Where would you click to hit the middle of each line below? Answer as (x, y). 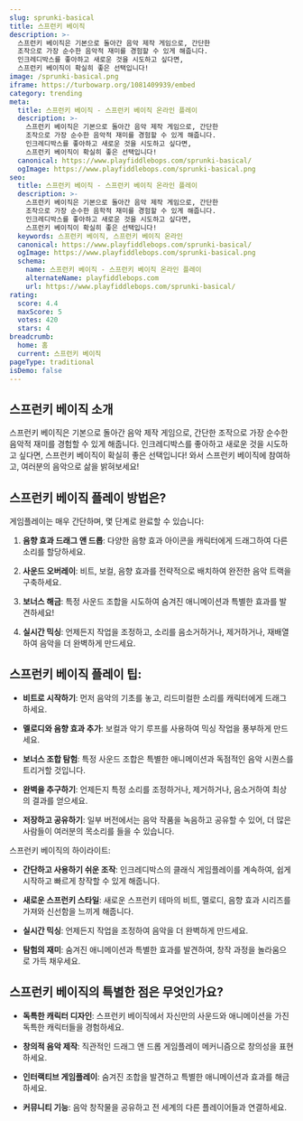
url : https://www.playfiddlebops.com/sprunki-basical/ (131, 286)
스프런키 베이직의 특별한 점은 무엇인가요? (116, 992)
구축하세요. (42, 582)
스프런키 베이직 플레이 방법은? (88, 498)
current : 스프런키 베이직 (60, 353)
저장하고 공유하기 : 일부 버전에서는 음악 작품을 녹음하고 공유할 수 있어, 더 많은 (156, 819)
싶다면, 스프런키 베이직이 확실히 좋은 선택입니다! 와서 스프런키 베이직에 (142, 455)
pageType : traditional (52, 362)
